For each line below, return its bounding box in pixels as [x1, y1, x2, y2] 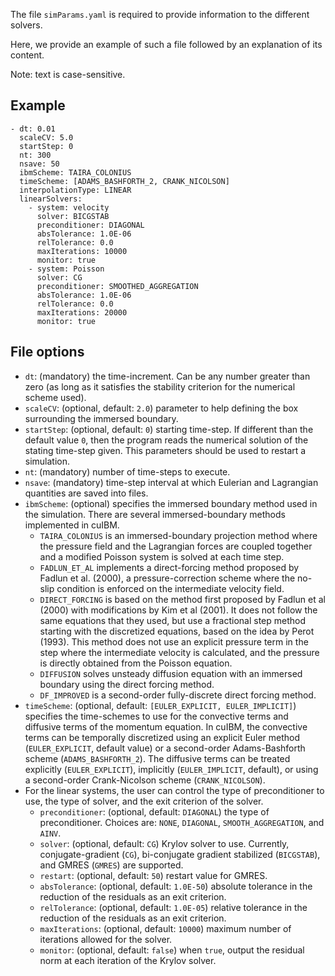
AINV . [39, 827, 62, 839]
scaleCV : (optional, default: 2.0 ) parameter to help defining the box [24, 402, 299, 414]
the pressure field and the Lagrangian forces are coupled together [39, 540, 313, 552]
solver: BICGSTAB [36, 211, 110, 221]
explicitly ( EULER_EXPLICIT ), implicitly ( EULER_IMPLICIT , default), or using [24, 763, 319, 775]
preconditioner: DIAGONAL [36, 220, 145, 230]
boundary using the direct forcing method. [39, 678, 215, 690]
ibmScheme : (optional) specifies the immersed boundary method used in [24, 497, 318, 509]
